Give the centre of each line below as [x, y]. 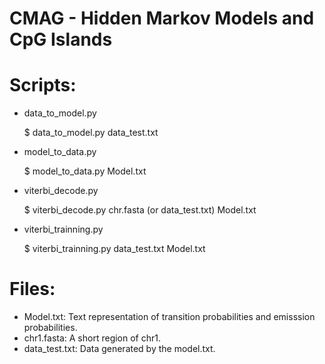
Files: [32, 289]
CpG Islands [61, 39]
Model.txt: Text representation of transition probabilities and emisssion [169, 317]
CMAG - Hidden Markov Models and [162, 18]
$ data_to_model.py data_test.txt [91, 133]
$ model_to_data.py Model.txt [85, 171]
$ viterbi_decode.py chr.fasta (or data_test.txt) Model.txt [140, 210]
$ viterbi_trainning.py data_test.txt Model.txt [114, 249]
